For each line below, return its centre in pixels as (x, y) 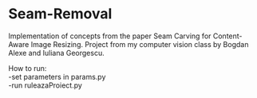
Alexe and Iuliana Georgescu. (57, 53)
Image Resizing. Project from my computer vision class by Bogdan (140, 44)
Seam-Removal (60, 14)
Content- (227, 36)
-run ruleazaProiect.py (45, 85)
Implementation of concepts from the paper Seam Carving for (110, 36)
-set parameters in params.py (57, 76)
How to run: (28, 68)
